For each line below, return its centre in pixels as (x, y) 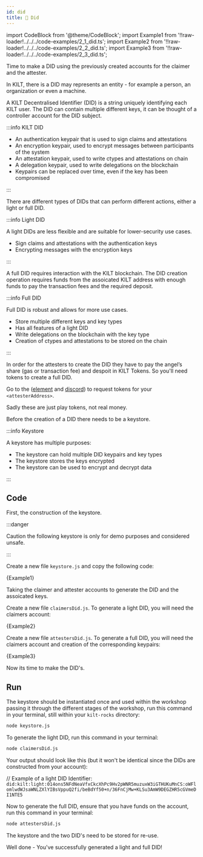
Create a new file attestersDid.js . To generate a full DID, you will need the (100, 638)
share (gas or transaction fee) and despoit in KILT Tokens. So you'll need (97, 371)
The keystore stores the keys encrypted (65, 461)
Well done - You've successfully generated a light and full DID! (84, 847)
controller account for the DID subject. (54, 115)
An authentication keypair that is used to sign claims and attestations (101, 139)
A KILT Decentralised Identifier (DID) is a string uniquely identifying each (97, 102)
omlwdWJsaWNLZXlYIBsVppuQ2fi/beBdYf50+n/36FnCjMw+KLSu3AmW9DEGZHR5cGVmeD (101, 790)
